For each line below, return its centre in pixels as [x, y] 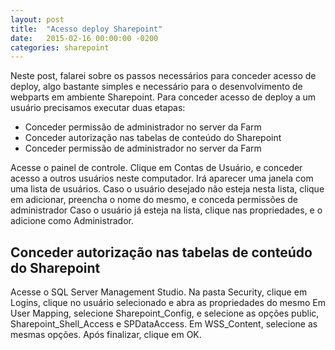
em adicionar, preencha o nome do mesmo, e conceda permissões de [154, 200]
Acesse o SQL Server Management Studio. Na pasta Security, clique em [159, 292]
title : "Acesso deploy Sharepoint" [86, 29]
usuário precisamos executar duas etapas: [98, 108]
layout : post [37, 19]
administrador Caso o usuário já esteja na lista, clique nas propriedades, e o [166, 210]
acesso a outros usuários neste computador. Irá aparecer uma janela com [162, 178]
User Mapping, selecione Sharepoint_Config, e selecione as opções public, [165, 313]
